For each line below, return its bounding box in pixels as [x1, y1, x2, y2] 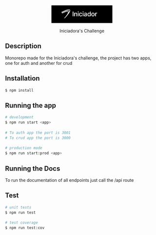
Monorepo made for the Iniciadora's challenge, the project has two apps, [5, 55, 152, 61]
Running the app [5, 101, 56, 110]
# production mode [5, 146, 42, 151]
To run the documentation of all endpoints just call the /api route [5, 177, 134, 183]
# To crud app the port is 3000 [5, 135, 71, 140]
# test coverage [5, 220, 38, 225]
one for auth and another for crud [5, 60, 72, 66]
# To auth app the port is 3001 [5, 130, 71, 135]
